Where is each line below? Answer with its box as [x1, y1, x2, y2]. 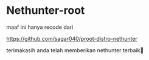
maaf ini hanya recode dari [6, 23, 74, 31]
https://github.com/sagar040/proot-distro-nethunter [6, 35, 138, 42]
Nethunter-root [6, 4, 85, 17]
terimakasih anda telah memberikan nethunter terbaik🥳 [6, 46, 144, 54]
